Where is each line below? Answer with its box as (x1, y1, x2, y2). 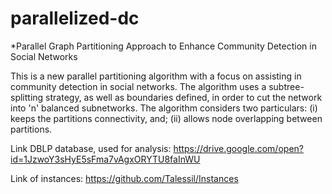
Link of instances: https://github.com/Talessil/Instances (10, 172, 239, 184)
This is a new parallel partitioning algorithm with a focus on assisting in (10, 70, 302, 82)
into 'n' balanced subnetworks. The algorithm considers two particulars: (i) (10, 102, 318, 114)
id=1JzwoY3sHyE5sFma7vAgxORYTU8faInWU (10, 153, 201, 165)
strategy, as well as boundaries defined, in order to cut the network (45, 91, 323, 103)
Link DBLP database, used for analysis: (10, 142, 172, 154)
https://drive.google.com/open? (173, 142, 304, 154)
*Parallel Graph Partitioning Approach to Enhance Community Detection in (10, 40, 317, 52)
